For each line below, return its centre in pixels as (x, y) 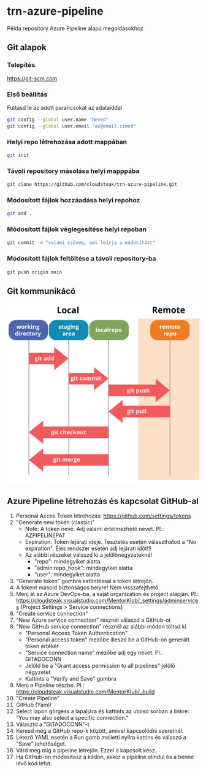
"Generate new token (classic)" (55, 522)
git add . (20, 214)
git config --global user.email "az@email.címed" (72, 126)
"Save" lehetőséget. (41, 744)
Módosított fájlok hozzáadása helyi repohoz (74, 200)
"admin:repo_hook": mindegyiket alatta (83, 568)
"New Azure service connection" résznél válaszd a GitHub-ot (93, 620)
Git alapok (27, 48)
